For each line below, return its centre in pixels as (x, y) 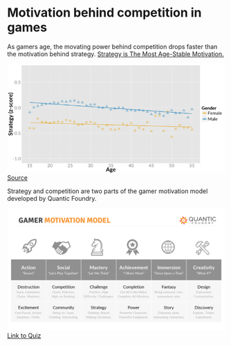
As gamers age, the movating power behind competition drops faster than (112, 46)
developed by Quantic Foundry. (52, 198)
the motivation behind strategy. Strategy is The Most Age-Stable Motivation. (116, 54)
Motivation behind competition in (104, 13)
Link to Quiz (24, 335)
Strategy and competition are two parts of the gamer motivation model (108, 191)
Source (17, 177)
